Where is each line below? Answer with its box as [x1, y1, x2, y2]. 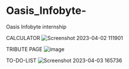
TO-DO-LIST [6, 57, 37, 64]
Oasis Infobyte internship [6, 23, 67, 30]
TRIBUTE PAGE [6, 45, 43, 53]
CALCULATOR [6, 34, 40, 41]
